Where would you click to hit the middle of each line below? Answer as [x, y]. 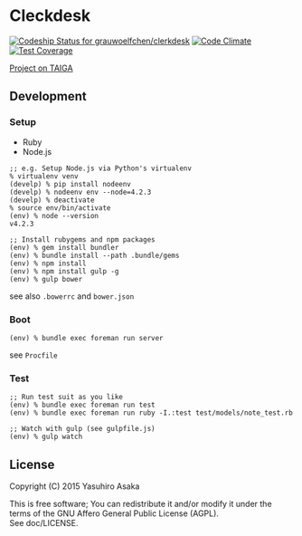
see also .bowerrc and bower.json [72, 296]
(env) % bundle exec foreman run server [87, 338]
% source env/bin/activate [60, 208]
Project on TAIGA [42, 68]
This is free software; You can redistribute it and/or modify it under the [141, 504]
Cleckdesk [50, 16]
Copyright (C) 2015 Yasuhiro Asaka [75, 486]
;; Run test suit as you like [66, 397]
